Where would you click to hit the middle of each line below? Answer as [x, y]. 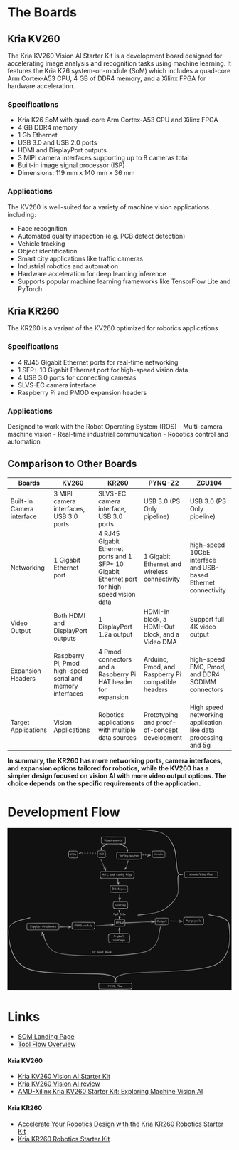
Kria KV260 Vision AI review [59, 1084]
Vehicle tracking [41, 244]
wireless [156, 571]
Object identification [47, 251]
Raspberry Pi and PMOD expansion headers [82, 392]
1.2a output [116, 634]
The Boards [42, 12]
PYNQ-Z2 [164, 483]
